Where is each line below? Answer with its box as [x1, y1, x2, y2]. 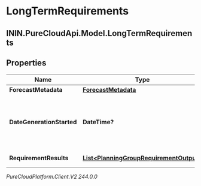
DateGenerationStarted [9, 118, 77, 127]
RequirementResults [9, 154, 69, 163]
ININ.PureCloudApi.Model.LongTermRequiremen [6, 28, 193, 38]
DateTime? [83, 118, 114, 127]
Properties [6, 58, 47, 68]
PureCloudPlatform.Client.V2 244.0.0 [6, 173, 98, 181]
